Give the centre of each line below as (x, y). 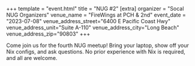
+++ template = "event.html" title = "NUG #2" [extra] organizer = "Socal (95, 9)
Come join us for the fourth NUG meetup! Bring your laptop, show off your (97, 45)
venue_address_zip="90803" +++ (48, 34)
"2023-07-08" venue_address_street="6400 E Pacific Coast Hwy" (88, 21)
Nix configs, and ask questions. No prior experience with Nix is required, (96, 52)
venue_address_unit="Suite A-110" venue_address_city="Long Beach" (93, 27)
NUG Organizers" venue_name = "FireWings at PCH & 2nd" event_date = (96, 15)
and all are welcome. (32, 58)
